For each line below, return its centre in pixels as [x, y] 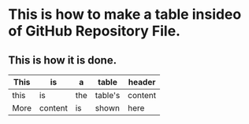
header [142, 82]
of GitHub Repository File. [95, 31]
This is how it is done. [62, 60]
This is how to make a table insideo [125, 15]
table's [108, 95]
